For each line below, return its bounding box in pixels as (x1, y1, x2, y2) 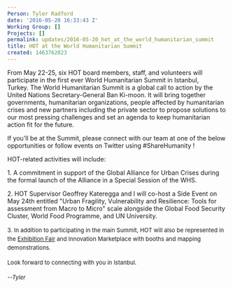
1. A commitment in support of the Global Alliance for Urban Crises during (7, 168, 220, 177)
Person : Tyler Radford (7, 10, 73, 17)
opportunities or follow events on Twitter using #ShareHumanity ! (7, 141, 195, 150)
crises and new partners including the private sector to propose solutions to (7, 106, 226, 114)
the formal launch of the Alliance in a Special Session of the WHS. (7, 175, 197, 184)
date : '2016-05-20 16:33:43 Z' (7, 17, 99, 24)
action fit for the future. (7, 120, 75, 129)
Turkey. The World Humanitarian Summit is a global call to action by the (7, 83, 213, 92)
